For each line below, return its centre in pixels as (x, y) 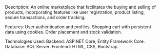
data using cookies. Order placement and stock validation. (64, 32)
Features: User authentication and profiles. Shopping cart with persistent (78, 27)
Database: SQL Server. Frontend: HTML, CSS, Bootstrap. (62, 46)
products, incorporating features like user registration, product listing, (75, 12)
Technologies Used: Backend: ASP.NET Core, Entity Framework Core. (75, 41)
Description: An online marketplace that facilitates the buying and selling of (80, 7)
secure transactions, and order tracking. (45, 17)
